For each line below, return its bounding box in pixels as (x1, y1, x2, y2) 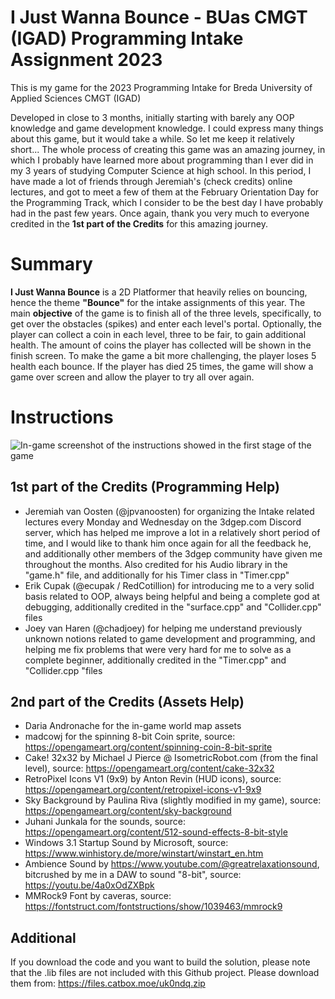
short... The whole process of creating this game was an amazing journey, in (10, 143, 326, 155)
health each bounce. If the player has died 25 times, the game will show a (10, 360, 314, 372)
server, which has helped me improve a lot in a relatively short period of (24, 526, 321, 538)
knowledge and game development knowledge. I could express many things (10, 122, 324, 134)
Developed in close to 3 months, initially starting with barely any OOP (10, 111, 295, 123)
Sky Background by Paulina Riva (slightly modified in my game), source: (24, 794, 322, 806)
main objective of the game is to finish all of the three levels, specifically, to (10, 307, 322, 319)
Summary (10, 253, 93, 276)
